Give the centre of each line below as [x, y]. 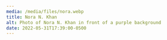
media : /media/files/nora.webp [45, 11]
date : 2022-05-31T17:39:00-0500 [46, 28]
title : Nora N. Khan [32, 17]
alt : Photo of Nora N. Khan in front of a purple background [84, 22]
